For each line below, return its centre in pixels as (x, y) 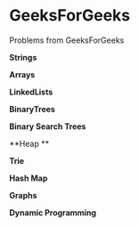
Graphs (23, 195)
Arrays (22, 74)
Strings (23, 57)
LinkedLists (31, 92)
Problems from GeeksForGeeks (67, 40)
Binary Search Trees (48, 126)
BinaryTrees (33, 109)
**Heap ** (29, 143)
